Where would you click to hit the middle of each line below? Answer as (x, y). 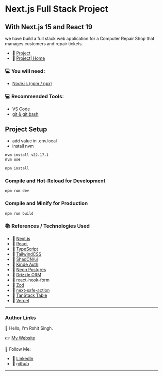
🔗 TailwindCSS (27, 254)
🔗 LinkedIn (23, 359)
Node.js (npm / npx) (32, 84)
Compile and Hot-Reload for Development (55, 181)
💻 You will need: (25, 71)
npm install (17, 169)
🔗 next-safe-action (31, 290)
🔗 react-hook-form (31, 280)
